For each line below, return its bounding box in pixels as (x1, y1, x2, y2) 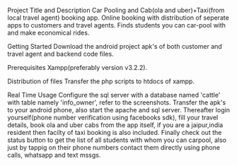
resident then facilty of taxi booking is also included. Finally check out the (7, 129, 222, 136)
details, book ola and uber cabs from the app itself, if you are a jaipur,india (7, 121, 224, 129)
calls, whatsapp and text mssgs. (7, 151, 101, 159)
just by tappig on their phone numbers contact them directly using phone (7, 143, 221, 151)
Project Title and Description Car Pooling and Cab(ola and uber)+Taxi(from (7, 6, 225, 14)
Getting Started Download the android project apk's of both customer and (7, 42, 223, 50)
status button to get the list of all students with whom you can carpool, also (7, 136, 226, 144)
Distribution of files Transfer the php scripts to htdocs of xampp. (7, 77, 195, 85)
